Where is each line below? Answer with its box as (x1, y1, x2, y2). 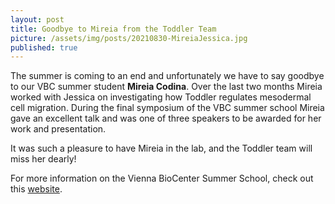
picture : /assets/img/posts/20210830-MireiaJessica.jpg (10, 33, 248, 43)
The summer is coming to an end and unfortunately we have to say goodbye (10, 70, 325, 82)
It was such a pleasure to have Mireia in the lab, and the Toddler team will (10, 142, 313, 155)
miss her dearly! (10, 153, 77, 165)
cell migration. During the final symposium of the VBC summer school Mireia (10, 102, 325, 114)
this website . (10, 183, 63, 195)
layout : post (10, 14, 65, 25)
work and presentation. (10, 123, 107, 135)
